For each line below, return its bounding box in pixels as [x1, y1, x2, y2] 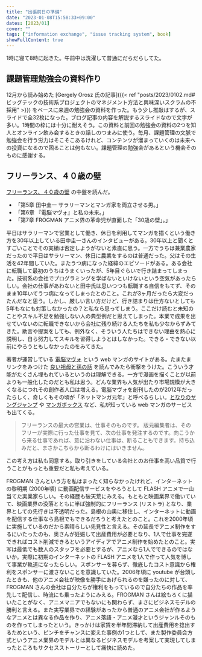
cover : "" [6, 25, 31, 32]
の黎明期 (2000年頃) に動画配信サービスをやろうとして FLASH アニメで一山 [6, 485, 194, 492]
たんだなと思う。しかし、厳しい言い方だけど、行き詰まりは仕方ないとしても [6, 297, 196, 305]
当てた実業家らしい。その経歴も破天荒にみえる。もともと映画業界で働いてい [6, 492, 196, 500]
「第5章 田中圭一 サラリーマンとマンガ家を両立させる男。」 [14, 201, 162, 208]
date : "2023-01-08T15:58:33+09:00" [6, 15, 96, 21]
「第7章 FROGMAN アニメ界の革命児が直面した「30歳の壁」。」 [14, 216, 171, 223]
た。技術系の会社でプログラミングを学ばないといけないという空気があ [6, 274, 181, 282]
